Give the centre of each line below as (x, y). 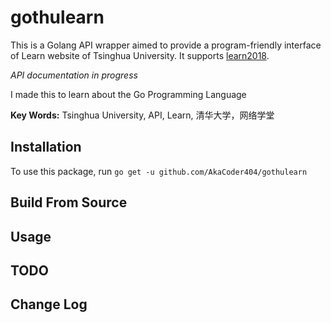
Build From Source (69, 202)
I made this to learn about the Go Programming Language (128, 94)
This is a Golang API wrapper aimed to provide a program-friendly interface (166, 45)
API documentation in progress (74, 75)
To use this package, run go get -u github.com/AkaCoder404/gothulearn (159, 171)
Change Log (49, 304)
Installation (46, 147)
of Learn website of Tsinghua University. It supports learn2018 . (140, 55)
